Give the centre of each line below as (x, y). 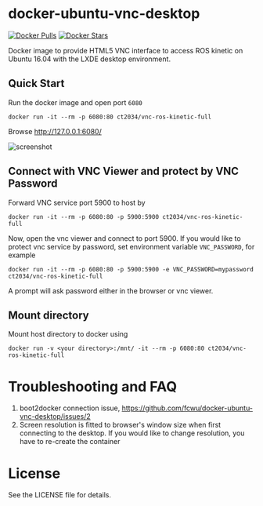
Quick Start (36, 84)
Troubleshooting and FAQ (93, 386)
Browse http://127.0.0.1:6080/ (55, 131)
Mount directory (49, 315)
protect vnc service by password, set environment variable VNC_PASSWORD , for (131, 246)
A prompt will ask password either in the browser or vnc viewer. (111, 290)
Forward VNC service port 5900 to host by (77, 202)
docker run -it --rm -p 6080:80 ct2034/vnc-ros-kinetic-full (110, 117)
